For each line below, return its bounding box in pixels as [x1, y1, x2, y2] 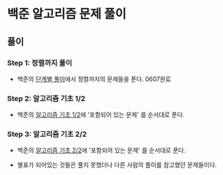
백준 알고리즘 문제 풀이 [7, 6, 127, 22]
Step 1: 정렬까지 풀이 [7, 58, 73, 67]
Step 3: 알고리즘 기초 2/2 [7, 130, 87, 139]
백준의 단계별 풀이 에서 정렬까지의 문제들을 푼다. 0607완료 [16, 75, 172, 83]
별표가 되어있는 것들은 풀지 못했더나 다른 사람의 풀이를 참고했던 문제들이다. [16, 161, 218, 169]
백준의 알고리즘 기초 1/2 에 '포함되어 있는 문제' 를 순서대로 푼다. [16, 110, 185, 119]
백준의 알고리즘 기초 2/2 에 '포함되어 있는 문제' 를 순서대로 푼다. [16, 146, 186, 154]
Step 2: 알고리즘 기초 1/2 [7, 93, 86, 103]
